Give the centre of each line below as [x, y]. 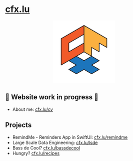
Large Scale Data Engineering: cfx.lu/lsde [55, 142]
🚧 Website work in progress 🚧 [52, 97]
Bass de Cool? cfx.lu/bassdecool [46, 148]
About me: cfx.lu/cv [33, 109]
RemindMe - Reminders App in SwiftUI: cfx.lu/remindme [70, 137]
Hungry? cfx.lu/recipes [36, 153]
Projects [18, 125]
